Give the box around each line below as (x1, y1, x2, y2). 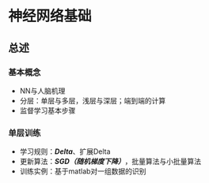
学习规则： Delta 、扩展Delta (19, 147, 111, 156)
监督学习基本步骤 (19, 106, 76, 115)
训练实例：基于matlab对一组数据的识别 (19, 166, 146, 176)
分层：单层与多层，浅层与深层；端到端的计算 (19, 95, 166, 105)
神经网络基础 (8, 7, 93, 25)
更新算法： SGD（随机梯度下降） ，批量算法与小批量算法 (19, 157, 202, 166)
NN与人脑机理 (19, 86, 66, 95)
